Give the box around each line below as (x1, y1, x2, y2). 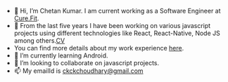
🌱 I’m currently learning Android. (13, 51, 108, 60)
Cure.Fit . (13, 14, 39, 22)
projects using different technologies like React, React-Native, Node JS (13, 29, 220, 37)
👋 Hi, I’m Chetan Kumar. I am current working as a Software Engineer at (13, 7, 221, 15)
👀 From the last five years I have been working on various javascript (13, 22, 211, 29)
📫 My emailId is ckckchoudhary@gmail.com (13, 67, 144, 75)
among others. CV (13, 36, 65, 45)
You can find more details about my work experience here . (13, 44, 184, 52)
